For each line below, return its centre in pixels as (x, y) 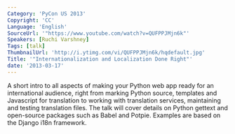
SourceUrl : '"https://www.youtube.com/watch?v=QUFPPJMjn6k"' (99, 33)
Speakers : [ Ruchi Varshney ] (48, 40)
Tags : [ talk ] (26, 46)
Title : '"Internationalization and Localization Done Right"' (100, 59)
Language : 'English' (38, 27)
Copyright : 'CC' (31, 20)
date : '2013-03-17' (36, 66)
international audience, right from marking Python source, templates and (112, 93)
